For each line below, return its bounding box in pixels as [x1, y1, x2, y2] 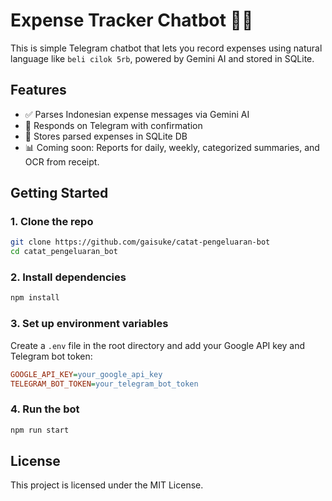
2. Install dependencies [10, 270, 127, 284]
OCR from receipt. [24, 155, 100, 168]
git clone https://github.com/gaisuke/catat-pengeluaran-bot [10, 237, 271, 248]
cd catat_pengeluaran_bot [10, 247, 118, 257]
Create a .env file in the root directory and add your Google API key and [10, 339, 306, 351]
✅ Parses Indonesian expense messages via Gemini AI [24, 108, 250, 120]
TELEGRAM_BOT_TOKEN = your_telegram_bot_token [10, 379, 199, 389]
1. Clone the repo [10, 215, 94, 229]
